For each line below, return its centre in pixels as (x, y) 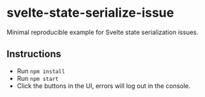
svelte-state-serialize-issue (90, 13)
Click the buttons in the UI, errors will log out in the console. (104, 86)
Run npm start (38, 78)
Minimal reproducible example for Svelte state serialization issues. (103, 32)
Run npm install (41, 70)
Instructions (34, 54)
